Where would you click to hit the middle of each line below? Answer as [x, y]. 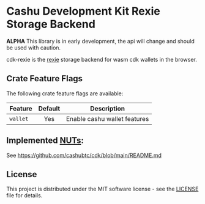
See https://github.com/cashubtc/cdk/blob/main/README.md [84, 155]
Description [108, 108]
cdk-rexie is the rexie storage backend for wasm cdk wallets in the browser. [102, 59]
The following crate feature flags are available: [65, 93]
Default [49, 108]
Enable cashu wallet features [108, 118]
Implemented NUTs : [45, 141]
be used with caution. [34, 48]
